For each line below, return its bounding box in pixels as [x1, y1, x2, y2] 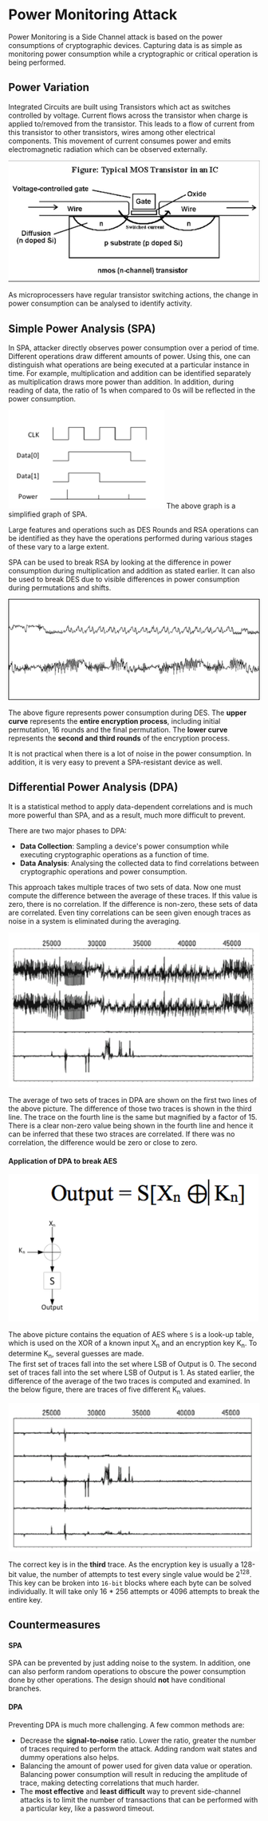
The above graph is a [166, 501, 236, 510]
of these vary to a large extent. [8, 542, 109, 551]
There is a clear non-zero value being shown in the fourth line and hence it [8, 1120, 254, 1130]
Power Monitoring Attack [8, 6, 178, 24]
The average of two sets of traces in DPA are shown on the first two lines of [8, 1095, 257, 1104]
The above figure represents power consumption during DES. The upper [8, 708, 247, 717]
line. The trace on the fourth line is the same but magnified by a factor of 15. [8, 1112, 258, 1121]
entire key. [8, 1595, 43, 1604]
